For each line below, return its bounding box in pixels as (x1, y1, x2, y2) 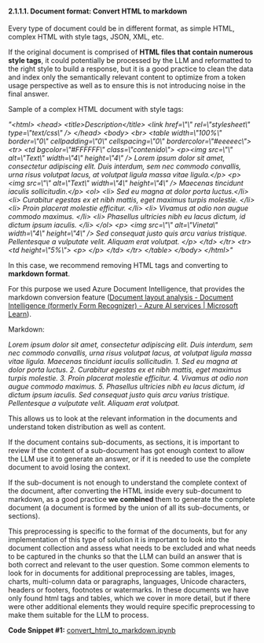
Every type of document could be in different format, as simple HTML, (8, 24, 235, 33)
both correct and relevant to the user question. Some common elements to (8, 560, 250, 570)
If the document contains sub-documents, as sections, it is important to (8, 437, 240, 447)
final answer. (8, 89, 49, 98)
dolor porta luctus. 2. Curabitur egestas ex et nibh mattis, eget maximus (8, 365, 242, 374)
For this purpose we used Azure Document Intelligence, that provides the (8, 284, 245, 294)
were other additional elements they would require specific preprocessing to (8, 602, 255, 611)
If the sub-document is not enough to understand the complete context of (8, 478, 247, 488)
